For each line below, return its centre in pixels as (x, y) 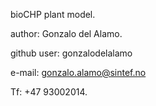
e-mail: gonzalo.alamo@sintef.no (78, 72)
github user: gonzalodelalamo (71, 53)
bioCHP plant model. (53, 14)
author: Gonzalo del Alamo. (66, 33)
